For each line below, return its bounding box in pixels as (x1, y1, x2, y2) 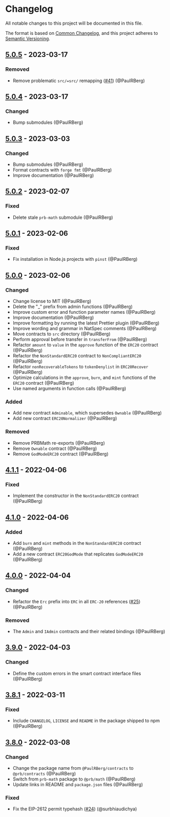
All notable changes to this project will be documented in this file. (5, 20, 143, 26)
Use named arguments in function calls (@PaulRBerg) (12, 386, 126, 392)
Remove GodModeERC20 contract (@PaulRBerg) (12, 450, 109, 457)
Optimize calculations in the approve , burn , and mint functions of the (12, 374, 156, 381)
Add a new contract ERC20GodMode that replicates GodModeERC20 (12, 551, 143, 557)
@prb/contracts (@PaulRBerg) (12, 771, 76, 777)
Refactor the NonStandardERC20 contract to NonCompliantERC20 (12, 353, 142, 359)
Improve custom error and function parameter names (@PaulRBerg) (12, 309, 156, 315)
